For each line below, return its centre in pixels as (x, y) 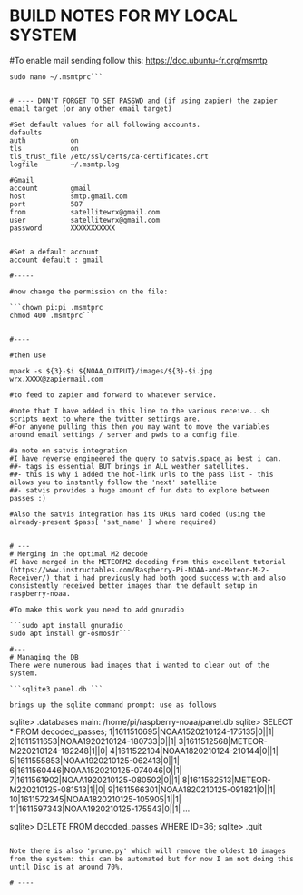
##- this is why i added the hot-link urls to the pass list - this (142, 474)
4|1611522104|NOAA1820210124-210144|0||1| (194, 751)
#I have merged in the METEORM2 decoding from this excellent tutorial (147, 562)
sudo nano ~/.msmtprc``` (56, 77)
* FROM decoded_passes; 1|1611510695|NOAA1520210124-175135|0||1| (142, 731)
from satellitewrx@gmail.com (85, 212)
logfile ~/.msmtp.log (64, 164)
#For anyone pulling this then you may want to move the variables (140, 427)
